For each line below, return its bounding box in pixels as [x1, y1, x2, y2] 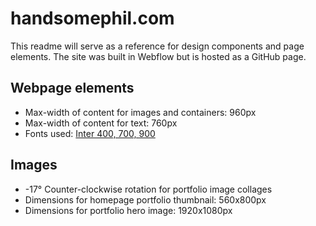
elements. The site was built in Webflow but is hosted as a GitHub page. [10, 50, 307, 62]
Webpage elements [10, 80, 135, 97]
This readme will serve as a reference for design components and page [10, 40, 305, 52]
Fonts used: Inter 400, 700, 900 [24, 127, 156, 139]
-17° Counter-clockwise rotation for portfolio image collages [24, 183, 273, 195]
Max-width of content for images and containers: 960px [24, 106, 257, 118]
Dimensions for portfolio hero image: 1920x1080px [24, 204, 233, 216]
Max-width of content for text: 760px [24, 117, 178, 129]
